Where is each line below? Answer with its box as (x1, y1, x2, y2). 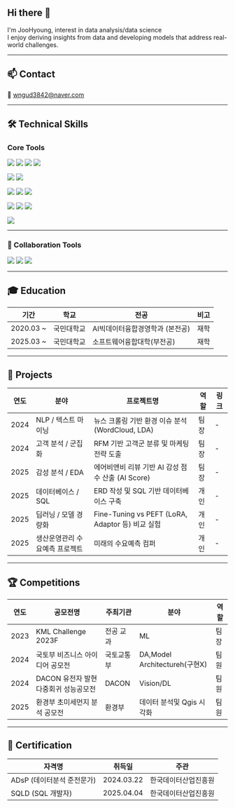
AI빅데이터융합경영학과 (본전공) (92, 324, 191, 334)
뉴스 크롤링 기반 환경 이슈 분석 (93, 416, 187, 426)
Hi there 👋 (7, 7, 51, 19)
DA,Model (139, 649, 172, 659)
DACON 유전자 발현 (36, 674, 98, 684)
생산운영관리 (36, 534, 75, 544)
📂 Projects (7, 369, 53, 381)
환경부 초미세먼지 (36, 697, 90, 707)
